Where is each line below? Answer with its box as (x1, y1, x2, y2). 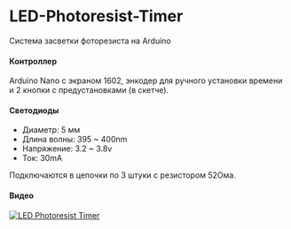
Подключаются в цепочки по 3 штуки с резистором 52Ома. (9, 170, 237, 180)
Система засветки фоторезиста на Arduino (9, 35, 171, 46)
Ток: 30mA (21, 153, 63, 164)
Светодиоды (9, 104, 59, 116)
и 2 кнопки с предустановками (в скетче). (9, 85, 169, 95)
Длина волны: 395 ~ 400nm (21, 134, 128, 145)
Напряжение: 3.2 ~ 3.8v (21, 143, 113, 154)
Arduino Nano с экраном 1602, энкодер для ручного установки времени (9, 75, 283, 86)
